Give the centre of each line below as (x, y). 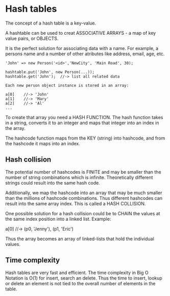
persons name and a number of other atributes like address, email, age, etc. (85, 54)
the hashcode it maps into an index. (43, 143)
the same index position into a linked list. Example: (58, 219)
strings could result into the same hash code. (53, 183)
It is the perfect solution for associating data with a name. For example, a (82, 48)
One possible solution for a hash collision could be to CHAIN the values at (83, 213)
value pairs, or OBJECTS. (32, 38)
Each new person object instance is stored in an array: (67, 85)
